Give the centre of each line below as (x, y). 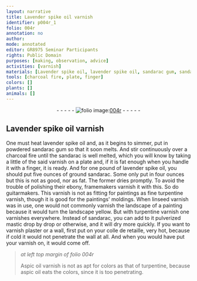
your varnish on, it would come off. (48, 243)
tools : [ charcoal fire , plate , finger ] (55, 77)
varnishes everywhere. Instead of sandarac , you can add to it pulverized (94, 218)
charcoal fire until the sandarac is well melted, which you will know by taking (98, 155)
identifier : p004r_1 (31, 22)
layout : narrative (28, 11)
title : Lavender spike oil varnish (50, 17)
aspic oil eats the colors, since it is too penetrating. (82, 272)
